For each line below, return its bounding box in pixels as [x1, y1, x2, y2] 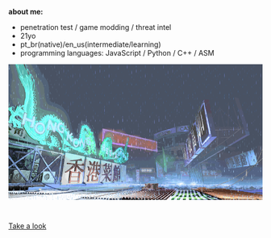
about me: [8, 7, 44, 16]
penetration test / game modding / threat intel [19, 23, 172, 31]
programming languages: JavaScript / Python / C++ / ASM [19, 48, 215, 57]
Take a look [8, 221, 47, 231]
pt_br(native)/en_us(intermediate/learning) [19, 40, 161, 49]
